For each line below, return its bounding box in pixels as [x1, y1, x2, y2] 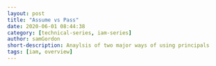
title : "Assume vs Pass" [7, 16, 79, 23]
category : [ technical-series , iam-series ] [7, 29, 132, 36]
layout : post [7, 10, 45, 17]
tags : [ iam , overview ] [7, 49, 73, 56]
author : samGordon [7, 36, 60, 43]
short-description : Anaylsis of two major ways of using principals [7, 42, 210, 49]
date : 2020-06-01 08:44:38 [7, 23, 85, 30]
